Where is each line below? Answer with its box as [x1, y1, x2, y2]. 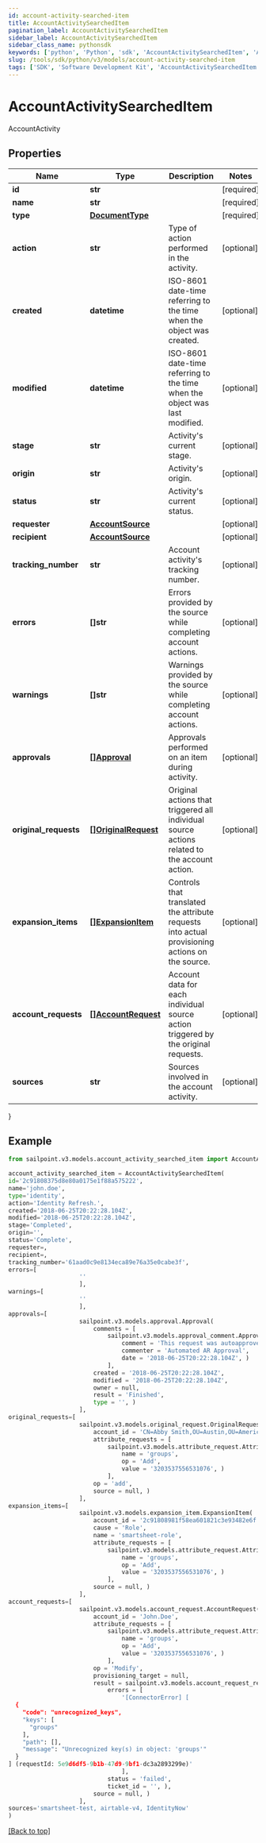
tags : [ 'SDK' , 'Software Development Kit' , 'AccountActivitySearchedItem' [8, 64, 260, 71]
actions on [168, 946, 207, 957]
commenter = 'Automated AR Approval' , [121, 1347, 249, 1355]
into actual [168, 926, 207, 937]
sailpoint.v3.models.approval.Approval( [78, 1317, 215, 1325]
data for [168, 978, 198, 989]
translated [168, 896, 206, 908]
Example [8, 1134, 52, 1147]
